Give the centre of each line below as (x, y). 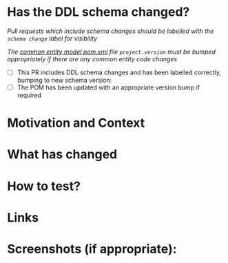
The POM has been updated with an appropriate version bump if (108, 87)
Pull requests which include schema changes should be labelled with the (111, 31)
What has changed (62, 155)
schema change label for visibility (52, 38)
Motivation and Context (76, 123)
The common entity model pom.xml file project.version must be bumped (111, 52)
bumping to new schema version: (64, 80)
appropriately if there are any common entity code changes (92, 59)
